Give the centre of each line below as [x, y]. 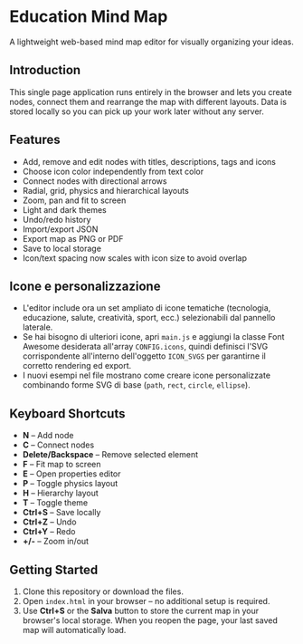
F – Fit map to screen [62, 465]
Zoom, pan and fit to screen [74, 200]
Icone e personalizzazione [85, 286]
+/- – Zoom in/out [55, 542]
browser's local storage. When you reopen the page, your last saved [150, 620]
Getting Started [54, 569]
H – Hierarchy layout [61, 493]
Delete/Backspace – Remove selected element [110, 455]
